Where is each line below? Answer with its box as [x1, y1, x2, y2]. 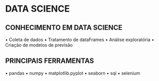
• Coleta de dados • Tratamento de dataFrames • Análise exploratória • [5, 36, 154, 43]
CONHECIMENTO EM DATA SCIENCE [5, 23, 123, 32]
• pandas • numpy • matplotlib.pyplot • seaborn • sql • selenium [5, 70, 140, 76]
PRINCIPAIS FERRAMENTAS [5, 57, 94, 65]
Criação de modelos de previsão [5, 42, 73, 48]
